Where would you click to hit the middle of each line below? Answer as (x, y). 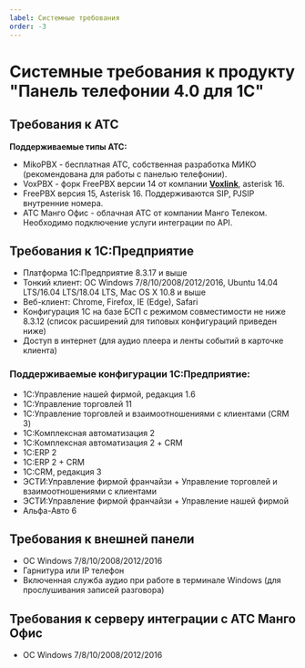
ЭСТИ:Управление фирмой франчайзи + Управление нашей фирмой (156, 501)
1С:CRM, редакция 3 (62, 472)
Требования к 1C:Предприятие (102, 250)
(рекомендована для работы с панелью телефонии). (125, 173)
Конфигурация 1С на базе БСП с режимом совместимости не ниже (154, 312)
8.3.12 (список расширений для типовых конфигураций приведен (150, 321)
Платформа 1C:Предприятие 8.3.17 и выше (105, 273)
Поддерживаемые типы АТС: (68, 146)
